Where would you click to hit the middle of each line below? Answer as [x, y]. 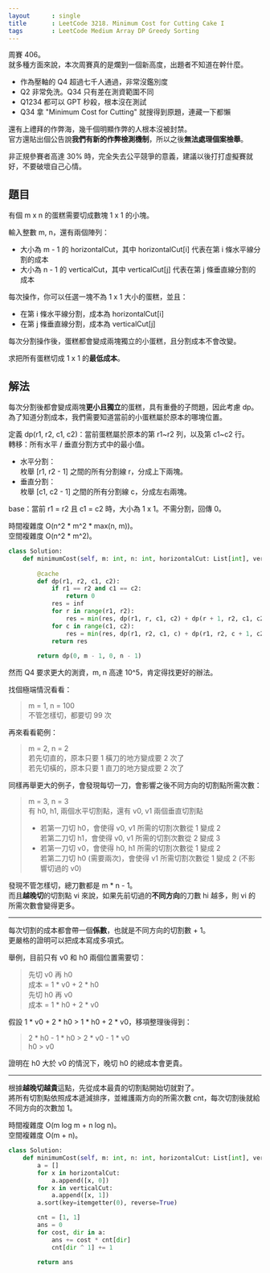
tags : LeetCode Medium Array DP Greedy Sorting [104, 31]
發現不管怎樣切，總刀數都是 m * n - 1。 [73, 885]
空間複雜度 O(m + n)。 [45, 1135]
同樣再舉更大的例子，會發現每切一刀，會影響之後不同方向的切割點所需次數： [135, 786]
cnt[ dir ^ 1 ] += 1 [82, 1247]
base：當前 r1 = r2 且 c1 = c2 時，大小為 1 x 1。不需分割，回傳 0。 [117, 509]
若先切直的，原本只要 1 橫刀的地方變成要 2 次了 [106, 758]
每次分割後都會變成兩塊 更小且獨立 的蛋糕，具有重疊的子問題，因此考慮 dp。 [133, 407]
